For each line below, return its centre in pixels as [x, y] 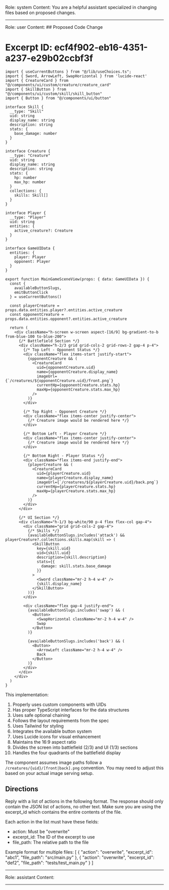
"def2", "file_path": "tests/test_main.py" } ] [49, 863]
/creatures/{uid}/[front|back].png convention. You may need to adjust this [84, 768]
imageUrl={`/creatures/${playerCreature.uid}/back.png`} [98, 482]
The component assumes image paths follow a [54, 762]
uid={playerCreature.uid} [64, 473]
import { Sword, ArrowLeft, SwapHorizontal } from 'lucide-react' [76, 76]
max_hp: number [30, 182]
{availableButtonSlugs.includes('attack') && [76, 535]
